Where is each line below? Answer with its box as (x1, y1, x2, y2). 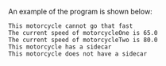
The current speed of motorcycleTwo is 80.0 (8, 36, 158, 44)
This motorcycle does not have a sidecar (8, 50, 148, 58)
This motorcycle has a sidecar (8, 43, 112, 51)
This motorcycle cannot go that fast (8, 22, 133, 30)
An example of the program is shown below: (8, 7, 152, 16)
